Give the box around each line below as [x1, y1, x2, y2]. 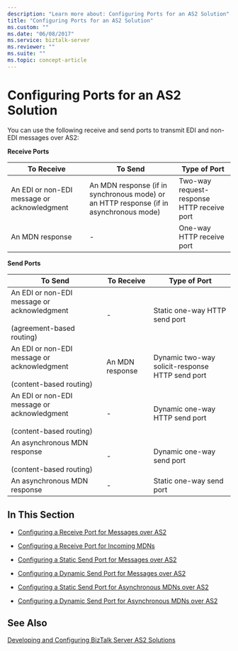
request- [178, 185, 210, 195]
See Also [7, 617, 47, 629]
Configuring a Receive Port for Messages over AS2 [17, 527, 167, 536]
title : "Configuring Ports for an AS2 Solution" [7, 17, 154, 24]
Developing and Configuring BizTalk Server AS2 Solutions [7, 636, 176, 645]
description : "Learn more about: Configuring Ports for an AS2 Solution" [7, 10, 230, 18]
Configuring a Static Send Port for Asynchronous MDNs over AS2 [17, 583, 209, 591]
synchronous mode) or [89, 189, 166, 199]
